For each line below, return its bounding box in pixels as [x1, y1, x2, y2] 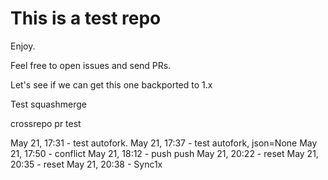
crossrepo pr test [10, 117, 82, 129]
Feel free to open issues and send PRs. [10, 59, 172, 71]
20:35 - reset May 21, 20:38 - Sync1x [10, 158, 163, 170]
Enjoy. [10, 40, 36, 52]
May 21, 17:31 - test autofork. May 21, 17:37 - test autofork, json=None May [10, 137, 318, 149]
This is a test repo [10, 7, 162, 30]
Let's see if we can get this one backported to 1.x [10, 78, 213, 91]
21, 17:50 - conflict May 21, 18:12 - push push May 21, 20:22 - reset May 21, [10, 147, 319, 159]
